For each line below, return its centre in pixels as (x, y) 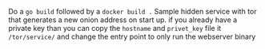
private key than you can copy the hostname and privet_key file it (115, 28)
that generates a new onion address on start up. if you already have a (123, 20)
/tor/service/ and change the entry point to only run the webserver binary (132, 36)
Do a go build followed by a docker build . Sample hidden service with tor (133, 11)
